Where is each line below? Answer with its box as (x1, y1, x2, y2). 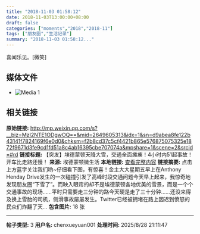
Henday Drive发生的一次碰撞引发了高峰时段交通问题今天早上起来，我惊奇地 (6, 173, 191, 180)
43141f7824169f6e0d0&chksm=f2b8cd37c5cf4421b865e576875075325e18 (6, 138, 192, 145)
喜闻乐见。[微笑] (6, 54, 47, 60)
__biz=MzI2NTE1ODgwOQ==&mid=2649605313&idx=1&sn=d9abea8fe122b (6, 131, 190, 138)
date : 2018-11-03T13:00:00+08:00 (6, 14, 89, 20)
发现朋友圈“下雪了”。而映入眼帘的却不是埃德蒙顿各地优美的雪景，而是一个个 (6, 180, 193, 188)
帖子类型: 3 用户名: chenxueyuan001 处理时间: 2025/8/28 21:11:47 (6, 221, 168, 228)
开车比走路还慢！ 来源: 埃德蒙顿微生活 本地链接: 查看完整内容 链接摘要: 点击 (6, 158, 192, 166)
